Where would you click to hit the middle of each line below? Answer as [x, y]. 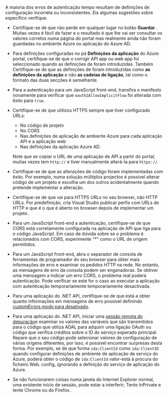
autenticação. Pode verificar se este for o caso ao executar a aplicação [86, 281]
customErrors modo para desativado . [51, 307]
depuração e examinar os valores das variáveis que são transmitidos [83, 322]
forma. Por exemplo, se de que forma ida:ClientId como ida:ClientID [86, 348]
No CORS [30, 131]
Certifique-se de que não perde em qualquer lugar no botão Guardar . [85, 28]
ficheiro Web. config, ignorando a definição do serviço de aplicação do [86, 364]
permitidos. [24, 244]
